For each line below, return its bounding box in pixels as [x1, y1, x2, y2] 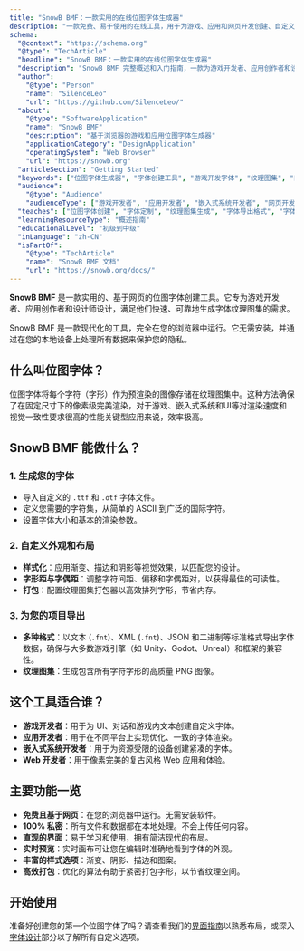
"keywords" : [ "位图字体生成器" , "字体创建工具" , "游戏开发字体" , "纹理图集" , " [17, 173, 294, 182]
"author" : [17, 72, 54, 82]
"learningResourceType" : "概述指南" [17, 215, 151, 225]
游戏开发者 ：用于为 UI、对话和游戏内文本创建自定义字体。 [22, 720, 240, 731]
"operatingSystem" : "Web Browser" [25, 148, 156, 157]
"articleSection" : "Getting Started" [17, 165, 160, 174]
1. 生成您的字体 [9, 470, 75, 482]
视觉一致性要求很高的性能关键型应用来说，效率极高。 [9, 411, 208, 422]
